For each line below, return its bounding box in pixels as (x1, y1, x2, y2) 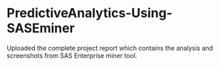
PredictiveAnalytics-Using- (6, 5, 172, 21)
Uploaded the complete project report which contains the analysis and (6, 43, 214, 52)
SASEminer (6, 20, 75, 36)
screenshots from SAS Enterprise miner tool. (6, 51, 137, 60)
